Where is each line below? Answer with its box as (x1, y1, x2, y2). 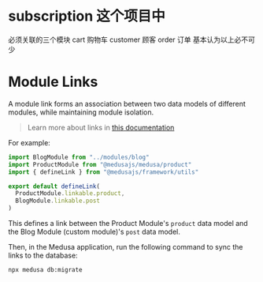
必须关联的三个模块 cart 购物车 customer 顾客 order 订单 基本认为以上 (8, 35, 235, 44)
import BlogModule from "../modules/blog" (8, 153, 150, 161)
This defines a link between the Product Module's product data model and (8, 219, 248, 227)
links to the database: (8, 250, 78, 260)
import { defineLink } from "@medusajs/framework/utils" (8, 167, 199, 176)
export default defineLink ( (8, 182, 101, 190)
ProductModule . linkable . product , (15, 190, 125, 197)
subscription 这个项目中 (8, 7, 165, 25)
